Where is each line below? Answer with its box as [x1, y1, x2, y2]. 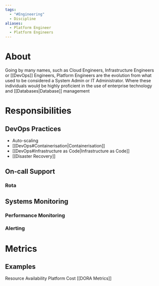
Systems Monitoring [5, 197, 68, 206]
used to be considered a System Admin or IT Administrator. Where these [5, 77, 151, 83]
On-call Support [5, 167, 55, 176]
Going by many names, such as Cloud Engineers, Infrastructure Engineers [5, 67, 154, 73]
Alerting [5, 225, 25, 232]
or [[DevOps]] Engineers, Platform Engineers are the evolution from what [5, 72, 152, 78]
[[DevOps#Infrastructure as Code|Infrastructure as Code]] [12, 148, 130, 154]
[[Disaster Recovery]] [12, 153, 56, 159]
